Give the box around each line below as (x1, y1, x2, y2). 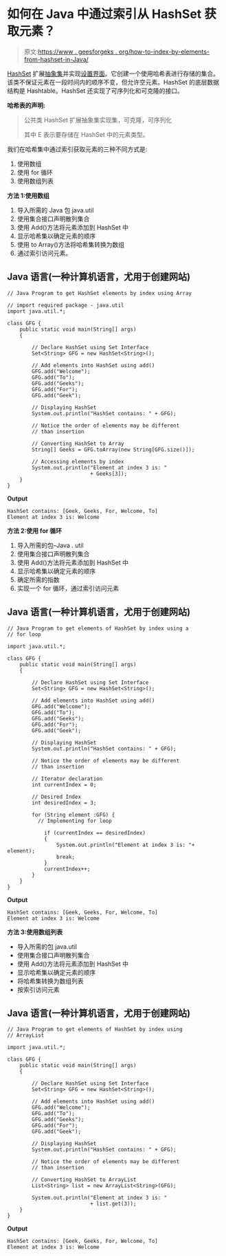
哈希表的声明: (7, 101, 46, 109)
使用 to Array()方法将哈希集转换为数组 (16, 240, 125, 248)
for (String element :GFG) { (32, 811, 115, 818)
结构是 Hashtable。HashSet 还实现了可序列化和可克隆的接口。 (7, 87, 184, 95)
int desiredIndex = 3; (32, 799, 97, 806)
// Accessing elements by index (32, 458, 125, 465)
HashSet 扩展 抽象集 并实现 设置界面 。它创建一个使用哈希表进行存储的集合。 (7, 69, 220, 78)
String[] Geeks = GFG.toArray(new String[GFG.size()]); (32, 446, 195, 453)
